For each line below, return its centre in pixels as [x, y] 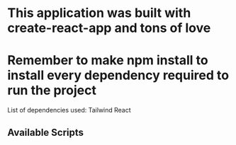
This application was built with [99, 13]
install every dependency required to [118, 75]
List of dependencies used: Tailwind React [69, 110]
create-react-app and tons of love [109, 28]
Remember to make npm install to [108, 60]
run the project [52, 91]
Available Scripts [45, 132]
